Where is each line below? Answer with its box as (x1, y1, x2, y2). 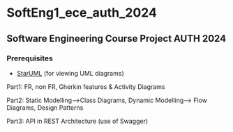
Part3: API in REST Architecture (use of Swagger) (6, 117, 149, 125)
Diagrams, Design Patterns (6, 103, 84, 112)
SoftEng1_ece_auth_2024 (6, 5, 158, 21)
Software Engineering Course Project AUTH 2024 (6, 33, 227, 44)
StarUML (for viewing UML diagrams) (16, 69, 124, 77)
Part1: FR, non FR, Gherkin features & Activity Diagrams (6, 82, 165, 91)
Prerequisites (6, 53, 53, 63)
